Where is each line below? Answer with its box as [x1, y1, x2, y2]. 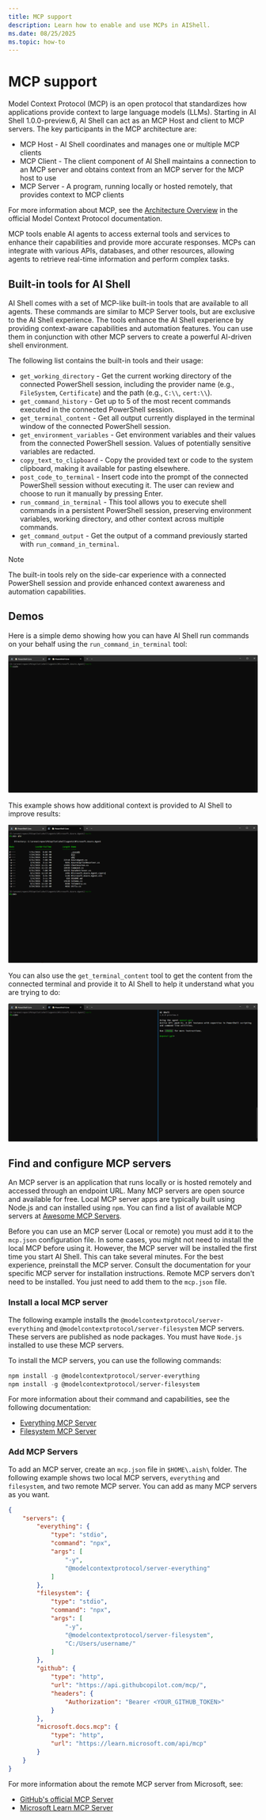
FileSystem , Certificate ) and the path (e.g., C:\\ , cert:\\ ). [19, 388, 212, 397]
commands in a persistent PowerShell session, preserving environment [19, 506, 252, 515]
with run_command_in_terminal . [19, 539, 120, 549]
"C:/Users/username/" [64, 1640, 136, 1647]
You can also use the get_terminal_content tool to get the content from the [8, 971, 253, 980]
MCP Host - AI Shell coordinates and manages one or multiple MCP [19, 139, 240, 150]
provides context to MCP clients [19, 190, 124, 199]
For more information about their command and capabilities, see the [8, 1394, 230, 1404]
